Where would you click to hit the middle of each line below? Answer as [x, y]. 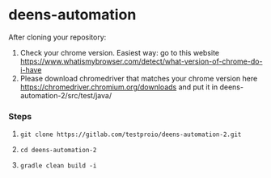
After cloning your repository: [57, 37]
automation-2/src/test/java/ [66, 95]
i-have [31, 69]
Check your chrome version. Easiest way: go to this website [120, 52]
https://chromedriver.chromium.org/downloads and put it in [119, 87]
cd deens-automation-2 [58, 151]
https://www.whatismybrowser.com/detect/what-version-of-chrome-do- [141, 61]
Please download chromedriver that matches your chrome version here [139, 78]
